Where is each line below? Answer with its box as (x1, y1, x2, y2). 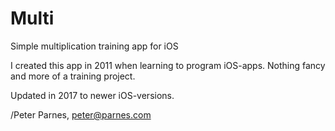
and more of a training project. (10, 70, 136, 82)
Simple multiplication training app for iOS (10, 40, 179, 52)
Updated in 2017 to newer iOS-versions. (10, 89, 175, 101)
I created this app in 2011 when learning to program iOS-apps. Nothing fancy (10, 59, 326, 71)
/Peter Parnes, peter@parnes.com (10, 108, 152, 121)
